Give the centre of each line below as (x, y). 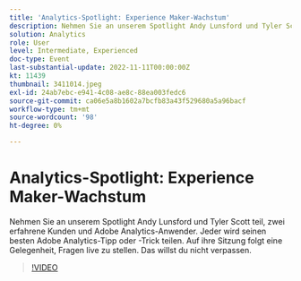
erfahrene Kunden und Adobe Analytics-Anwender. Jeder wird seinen (138, 231)
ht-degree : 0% (36, 126)
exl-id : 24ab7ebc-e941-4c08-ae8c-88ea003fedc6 (98, 92)
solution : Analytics (48, 34)
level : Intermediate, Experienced (74, 51)
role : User (30, 43)
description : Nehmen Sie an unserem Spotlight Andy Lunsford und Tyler (146, 26)
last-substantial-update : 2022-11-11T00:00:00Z (100, 68)
